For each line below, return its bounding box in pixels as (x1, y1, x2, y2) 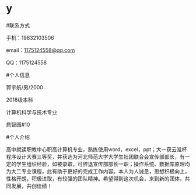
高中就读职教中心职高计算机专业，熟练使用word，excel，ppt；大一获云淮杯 (6, 145, 187, 153)
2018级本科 (6, 96, 33, 103)
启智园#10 (6, 121, 30, 128)
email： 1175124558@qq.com (6, 46, 75, 54)
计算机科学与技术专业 (6, 109, 57, 116)
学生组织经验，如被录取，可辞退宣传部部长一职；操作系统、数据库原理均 (16, 160, 190, 168)
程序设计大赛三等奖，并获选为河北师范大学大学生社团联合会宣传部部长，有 (6, 153, 185, 160)
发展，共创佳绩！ (10, 182, 52, 189)
